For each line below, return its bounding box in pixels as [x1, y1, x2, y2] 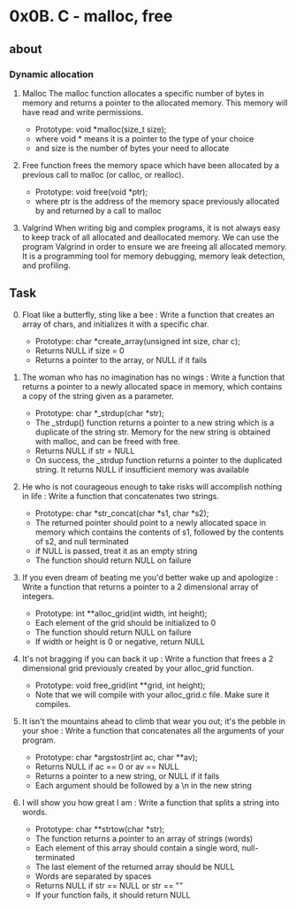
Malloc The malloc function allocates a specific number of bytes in [21, 88, 265, 98]
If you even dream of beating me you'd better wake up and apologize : [21, 572, 278, 582]
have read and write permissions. [21, 106, 144, 117]
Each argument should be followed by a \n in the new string [34, 780, 252, 790]
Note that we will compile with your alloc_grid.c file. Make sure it [34, 689, 269, 700]
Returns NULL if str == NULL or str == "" [34, 880, 184, 890]
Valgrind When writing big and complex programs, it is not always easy [21, 222, 281, 233]
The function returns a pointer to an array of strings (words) [34, 833, 254, 844]
